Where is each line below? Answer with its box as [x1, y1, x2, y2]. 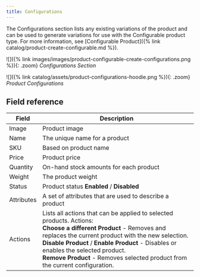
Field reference [6, 97, 64, 107]
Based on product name [42, 144, 110, 152]
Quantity [9, 163, 33, 171]
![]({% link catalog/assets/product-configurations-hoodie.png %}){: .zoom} [6, 73, 190, 80]
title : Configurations [6, 8, 62, 15]
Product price [42, 153, 81, 162]
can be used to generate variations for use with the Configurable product [6, 31, 186, 39]
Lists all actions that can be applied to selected [42, 209, 174, 218]
